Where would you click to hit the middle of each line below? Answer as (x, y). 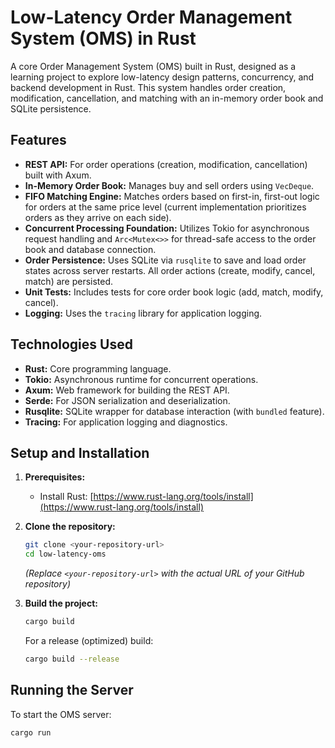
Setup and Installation (80, 452)
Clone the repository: (70, 527)
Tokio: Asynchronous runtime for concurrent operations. (141, 379)
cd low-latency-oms (65, 554)
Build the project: (61, 603)
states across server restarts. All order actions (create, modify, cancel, (170, 270)
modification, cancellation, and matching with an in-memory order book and (167, 98)
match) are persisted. (69, 281)
